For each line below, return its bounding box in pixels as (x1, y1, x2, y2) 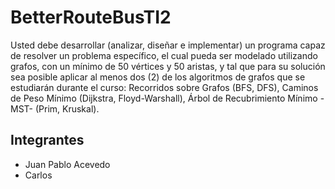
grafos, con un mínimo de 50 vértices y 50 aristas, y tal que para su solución (10, 60, 326, 72)
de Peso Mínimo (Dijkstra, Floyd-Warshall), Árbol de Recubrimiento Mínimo (10, 92, 318, 104)
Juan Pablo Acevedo (24, 158, 111, 170)
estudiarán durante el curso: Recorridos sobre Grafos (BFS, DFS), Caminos (10, 81, 319, 93)
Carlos (24, 169, 53, 181)
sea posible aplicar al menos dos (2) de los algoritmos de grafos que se (10, 71, 306, 83)
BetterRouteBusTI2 (10, 6, 172, 29)
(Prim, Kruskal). (34, 102, 100, 115)
